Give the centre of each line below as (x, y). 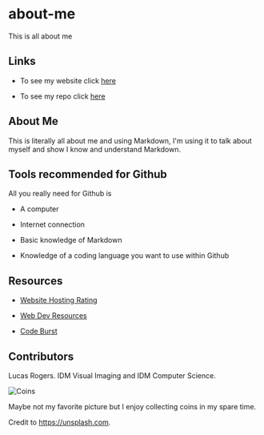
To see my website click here (68, 80)
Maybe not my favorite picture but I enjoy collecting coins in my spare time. (132, 407)
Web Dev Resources (53, 316)
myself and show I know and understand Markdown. (95, 149)
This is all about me (40, 36)
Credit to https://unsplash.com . (60, 422)
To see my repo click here (62, 96)
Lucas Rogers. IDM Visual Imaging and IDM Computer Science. (112, 376)
